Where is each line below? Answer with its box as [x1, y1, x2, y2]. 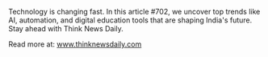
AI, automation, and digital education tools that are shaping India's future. [8, 15, 253, 25]
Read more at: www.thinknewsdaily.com [8, 39, 142, 49]
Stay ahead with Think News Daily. [8, 24, 124, 33]
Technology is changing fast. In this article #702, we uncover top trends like [8, 7, 261, 16]
